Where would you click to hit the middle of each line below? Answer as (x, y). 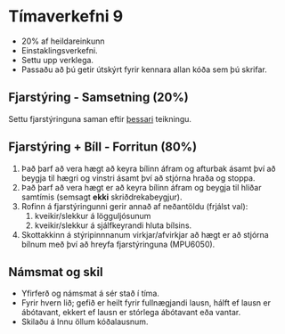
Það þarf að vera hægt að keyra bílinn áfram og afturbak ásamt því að (149, 168)
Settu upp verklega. (57, 60)
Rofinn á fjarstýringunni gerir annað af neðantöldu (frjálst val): (134, 206)
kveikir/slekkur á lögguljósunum (93, 216)
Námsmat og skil (56, 272)
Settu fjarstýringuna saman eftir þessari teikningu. (100, 118)
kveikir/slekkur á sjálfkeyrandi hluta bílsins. (113, 225)
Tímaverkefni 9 (66, 16)
